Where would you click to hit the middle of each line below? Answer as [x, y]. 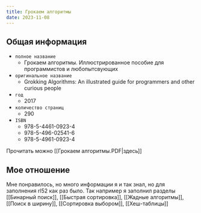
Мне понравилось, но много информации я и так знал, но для [86, 185]
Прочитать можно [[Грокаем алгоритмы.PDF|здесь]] [74, 151]
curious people [42, 88]
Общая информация [47, 42]
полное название [35, 57]
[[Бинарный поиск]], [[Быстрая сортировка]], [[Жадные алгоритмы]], [95, 197]
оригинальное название [43, 76]
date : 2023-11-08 [28, 17]
